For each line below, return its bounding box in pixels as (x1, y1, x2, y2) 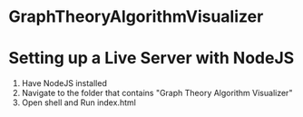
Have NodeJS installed (21, 78, 108, 89)
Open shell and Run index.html (21, 97, 137, 108)
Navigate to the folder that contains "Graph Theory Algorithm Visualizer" (21, 88, 293, 99)
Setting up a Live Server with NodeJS (8, 48, 295, 69)
